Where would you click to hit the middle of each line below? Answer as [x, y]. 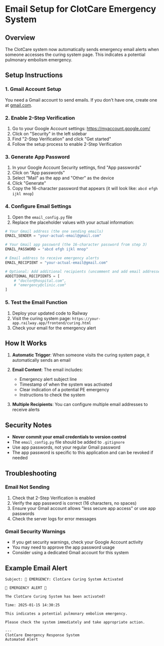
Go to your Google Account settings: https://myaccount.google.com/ [81, 128]
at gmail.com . [19, 105]
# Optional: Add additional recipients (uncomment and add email [73, 271]
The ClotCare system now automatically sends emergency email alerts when [82, 49]
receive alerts [26, 410]
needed [20, 458]
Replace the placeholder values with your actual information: [73, 222]
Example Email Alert [36, 568]
